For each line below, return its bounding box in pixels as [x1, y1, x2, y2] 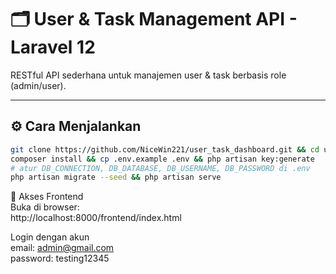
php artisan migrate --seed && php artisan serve [10, 172, 222, 183]
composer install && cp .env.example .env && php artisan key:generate [10, 154, 315, 164]
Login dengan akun [10, 231, 90, 243]
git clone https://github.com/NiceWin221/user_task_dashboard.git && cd [10, 144, 320, 155]
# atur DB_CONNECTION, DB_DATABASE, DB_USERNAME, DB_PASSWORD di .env [10, 163, 311, 173]
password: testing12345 [10, 252, 110, 265]
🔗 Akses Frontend [10, 191, 84, 203]
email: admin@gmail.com [10, 242, 115, 254]
